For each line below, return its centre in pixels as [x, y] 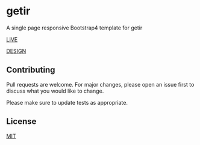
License [21, 122]
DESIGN [16, 51]
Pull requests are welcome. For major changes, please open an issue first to [100, 84]
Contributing [31, 70]
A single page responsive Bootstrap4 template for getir [74, 28]
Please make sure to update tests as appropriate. [67, 102]
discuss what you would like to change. [55, 91]
